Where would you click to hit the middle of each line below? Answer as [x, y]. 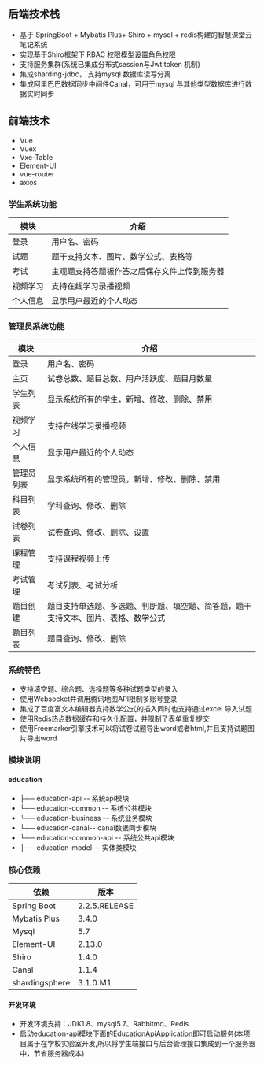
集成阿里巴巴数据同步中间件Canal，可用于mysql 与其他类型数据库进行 [132, 83]
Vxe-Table [36, 157]
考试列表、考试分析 [82, 585]
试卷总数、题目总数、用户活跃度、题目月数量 [130, 379]
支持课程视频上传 [79, 559]
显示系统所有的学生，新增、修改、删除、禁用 [130, 399]
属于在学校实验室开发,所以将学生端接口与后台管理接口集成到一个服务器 [141, 1044]
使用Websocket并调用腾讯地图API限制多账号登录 [98, 699]
